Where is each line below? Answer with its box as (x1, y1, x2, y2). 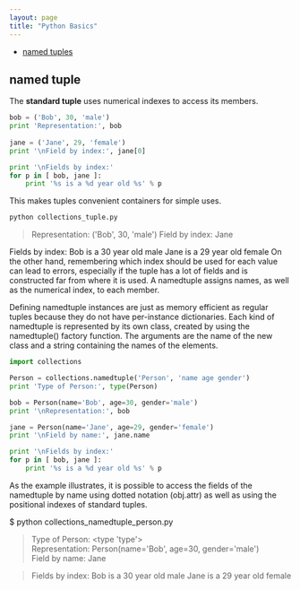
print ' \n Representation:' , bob (9, 406, 130, 415)
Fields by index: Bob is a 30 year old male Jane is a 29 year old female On (9, 247, 282, 257)
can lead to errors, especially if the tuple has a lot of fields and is (9, 265, 248, 276)
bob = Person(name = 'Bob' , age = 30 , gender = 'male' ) (9, 398, 199, 407)
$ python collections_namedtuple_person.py (9, 516, 174, 527)
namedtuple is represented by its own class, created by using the (9, 321, 251, 332)
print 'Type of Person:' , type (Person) (9, 382, 159, 391)
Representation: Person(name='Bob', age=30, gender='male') (30, 543, 260, 554)
